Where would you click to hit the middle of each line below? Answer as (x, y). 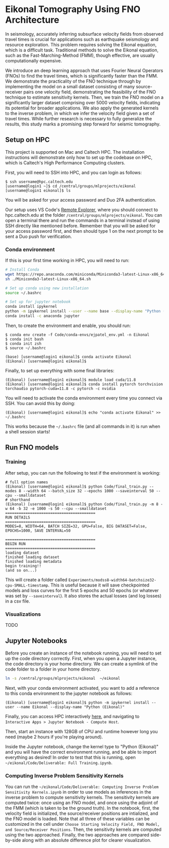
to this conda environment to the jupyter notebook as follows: (69, 693)
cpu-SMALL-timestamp (27, 585)
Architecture (32, 20)
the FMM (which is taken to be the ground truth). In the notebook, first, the (82, 808)
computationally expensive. (34, 60)
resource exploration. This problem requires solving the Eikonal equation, (81, 44)
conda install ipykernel (31, 307)
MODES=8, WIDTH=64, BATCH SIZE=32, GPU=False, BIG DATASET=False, (76, 526)
